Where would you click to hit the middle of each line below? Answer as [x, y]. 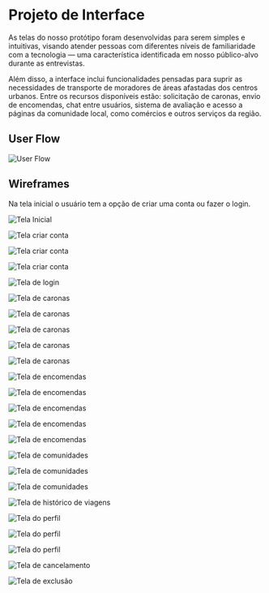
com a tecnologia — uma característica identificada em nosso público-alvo [134, 54]
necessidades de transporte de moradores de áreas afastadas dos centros [133, 88]
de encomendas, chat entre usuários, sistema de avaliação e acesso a [126, 105]
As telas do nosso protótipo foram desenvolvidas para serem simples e [127, 37]
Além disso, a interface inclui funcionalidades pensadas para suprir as [126, 79]
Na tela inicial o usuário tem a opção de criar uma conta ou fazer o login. [130, 204]
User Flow [34, 139]
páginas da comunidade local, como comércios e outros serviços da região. [135, 113]
